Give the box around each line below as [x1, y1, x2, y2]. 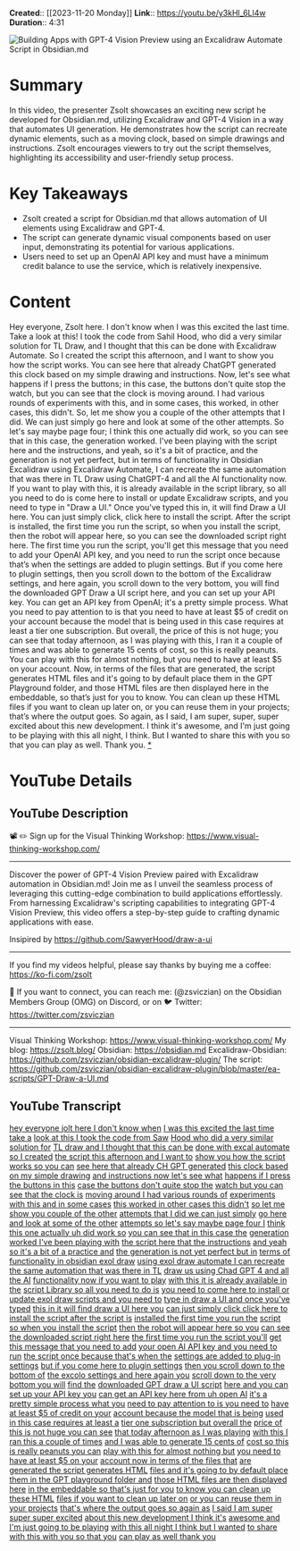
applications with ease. [9, 916, 95, 927]
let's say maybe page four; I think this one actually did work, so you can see [9, 426, 288, 436]
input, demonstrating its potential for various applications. [21, 241, 235, 252]
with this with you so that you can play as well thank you [9, 1530, 217, 1541]
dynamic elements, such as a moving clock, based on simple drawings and [9, 133, 285, 144]
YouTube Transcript [9, 1099, 121, 1114]
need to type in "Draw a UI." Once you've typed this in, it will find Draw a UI [9, 502, 287, 512]
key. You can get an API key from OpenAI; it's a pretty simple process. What [9, 596, 288, 607]
